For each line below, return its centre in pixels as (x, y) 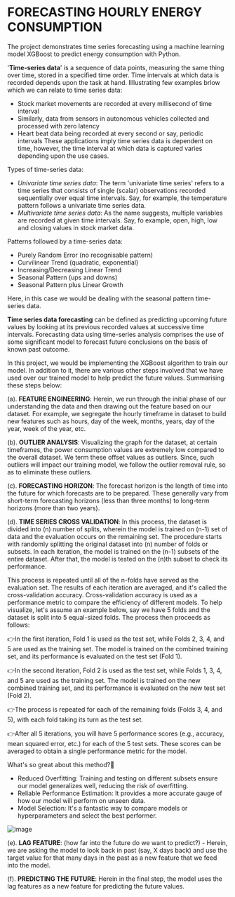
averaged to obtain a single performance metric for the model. (97, 751)
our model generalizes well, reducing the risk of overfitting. (103, 785)
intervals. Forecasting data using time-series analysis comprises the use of (116, 334)
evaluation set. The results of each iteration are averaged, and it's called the (117, 587)
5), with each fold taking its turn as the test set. (75, 719)
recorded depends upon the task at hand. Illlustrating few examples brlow (114, 82)
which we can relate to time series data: (65, 90)
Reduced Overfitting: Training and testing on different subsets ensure (117, 778)
